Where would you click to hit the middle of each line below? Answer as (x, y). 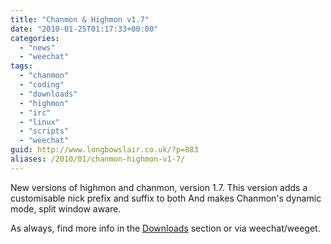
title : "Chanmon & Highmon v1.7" (80, 19)
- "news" (37, 47)
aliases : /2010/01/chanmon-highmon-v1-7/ (98, 159)
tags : (21, 66)
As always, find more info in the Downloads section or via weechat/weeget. (165, 228)
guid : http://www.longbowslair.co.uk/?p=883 (104, 150)
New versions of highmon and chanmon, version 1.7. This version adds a (159, 187)
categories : (35, 38)
